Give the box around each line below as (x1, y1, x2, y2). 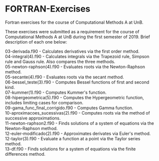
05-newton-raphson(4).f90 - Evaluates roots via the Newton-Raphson (5, 64, 145, 70)
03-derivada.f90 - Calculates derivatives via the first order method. (5, 48, 140, 54)
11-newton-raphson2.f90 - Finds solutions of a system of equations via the (5, 120, 154, 126)
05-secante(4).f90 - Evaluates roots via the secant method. (5, 74, 125, 80)
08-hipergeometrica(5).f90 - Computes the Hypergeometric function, (5, 94, 144, 100)
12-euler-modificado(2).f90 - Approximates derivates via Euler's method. (5, 131, 151, 136)
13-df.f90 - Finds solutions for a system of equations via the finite (5, 146, 136, 152)
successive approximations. (5, 115, 61, 121)
